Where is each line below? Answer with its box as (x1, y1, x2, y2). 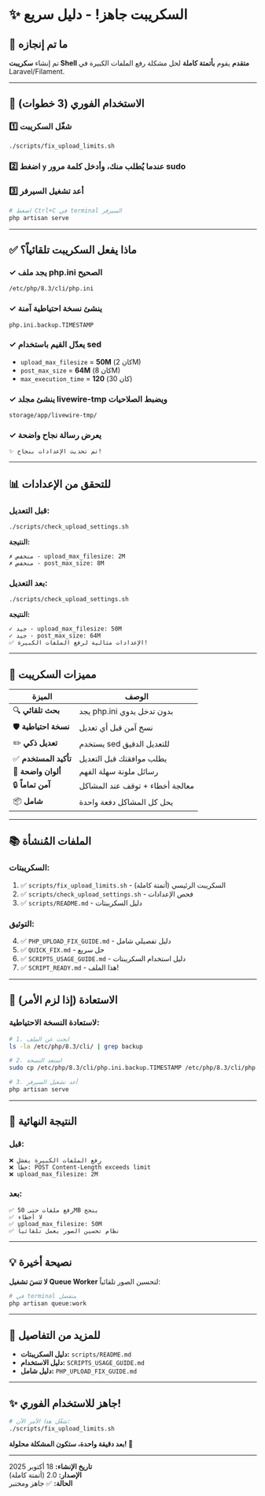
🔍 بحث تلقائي (13, 705, 61, 716)
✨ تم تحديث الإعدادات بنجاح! (9, 447, 102, 455)
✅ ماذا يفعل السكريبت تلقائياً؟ (9, 243, 137, 256)
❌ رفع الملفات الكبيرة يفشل (9, 1156, 102, 1165)
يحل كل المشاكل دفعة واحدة (79, 797, 174, 808)
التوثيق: (9, 918, 35, 929)
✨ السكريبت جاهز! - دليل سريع (9, 6, 188, 24)
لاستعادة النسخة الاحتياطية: (9, 1017, 100, 1028)
